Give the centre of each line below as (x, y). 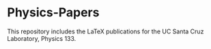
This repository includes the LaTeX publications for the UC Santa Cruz (105, 31)
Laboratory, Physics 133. (42, 38)
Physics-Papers (53, 13)
